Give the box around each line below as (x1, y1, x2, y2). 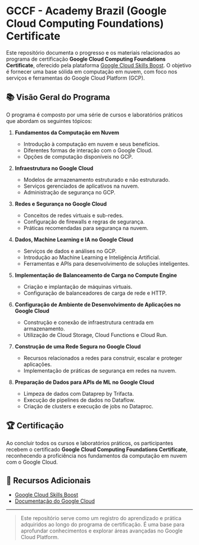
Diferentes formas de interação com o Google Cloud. (23, 147, 153, 154)
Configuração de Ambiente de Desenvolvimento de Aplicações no (14, 301, 181, 308)
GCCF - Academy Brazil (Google (6, 4, 167, 18)
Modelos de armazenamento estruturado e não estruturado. (23, 176, 170, 183)
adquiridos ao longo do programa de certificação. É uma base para (20, 521, 185, 528)
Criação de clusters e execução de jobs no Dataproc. (23, 402, 154, 409)
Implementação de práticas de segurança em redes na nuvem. (23, 367, 176, 374)
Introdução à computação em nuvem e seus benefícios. (23, 140, 160, 147)
